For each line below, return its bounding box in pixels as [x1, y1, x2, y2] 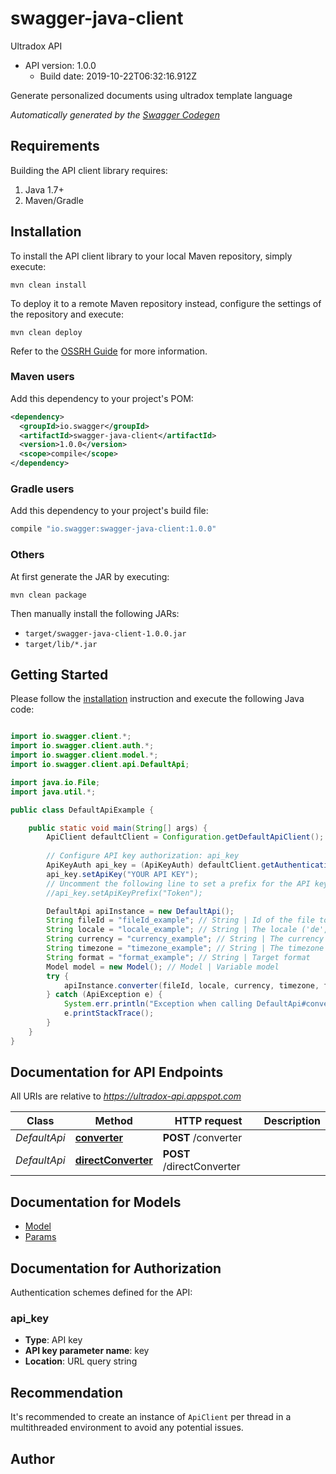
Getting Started [10, 666, 109, 683]
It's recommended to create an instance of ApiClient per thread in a [10, 1411, 292, 1423]
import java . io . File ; [10, 777, 101, 787]
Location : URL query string [24, 1355, 138, 1367]
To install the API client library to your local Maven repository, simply [10, 250, 293, 262]
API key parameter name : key [24, 1345, 150, 1357]
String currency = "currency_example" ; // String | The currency [46, 934, 325, 944]
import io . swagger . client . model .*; [10, 750, 159, 761]
